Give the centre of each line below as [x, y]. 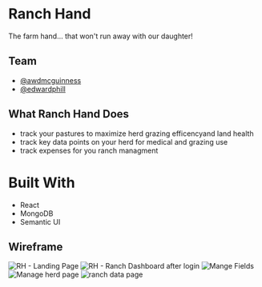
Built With [42, 183]
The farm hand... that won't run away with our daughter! [101, 36]
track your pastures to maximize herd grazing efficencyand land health [137, 134]
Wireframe [36, 247]
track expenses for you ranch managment [89, 150]
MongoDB [36, 213]
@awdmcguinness [50, 80]
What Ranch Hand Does [69, 114]
